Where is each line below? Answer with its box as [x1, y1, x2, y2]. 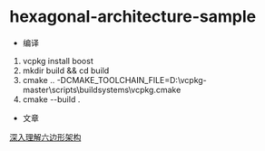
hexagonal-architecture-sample [9, 6, 257, 27]
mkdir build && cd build [22, 65, 110, 76]
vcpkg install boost [22, 55, 93, 66]
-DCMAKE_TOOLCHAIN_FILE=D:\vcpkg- [56, 74, 207, 85]
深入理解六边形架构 [9, 131, 82, 142]
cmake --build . [22, 93, 81, 105]
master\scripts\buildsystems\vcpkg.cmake [22, 84, 182, 95]
